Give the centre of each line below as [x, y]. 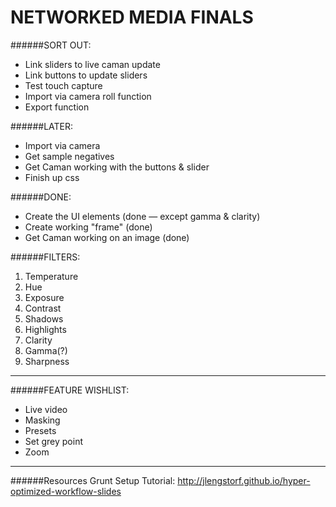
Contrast [43, 308]
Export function [57, 107]
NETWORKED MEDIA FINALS [132, 17]
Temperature [51, 276]
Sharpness [47, 361]
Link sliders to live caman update [92, 64]
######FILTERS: [45, 257]
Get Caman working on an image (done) [107, 237]
